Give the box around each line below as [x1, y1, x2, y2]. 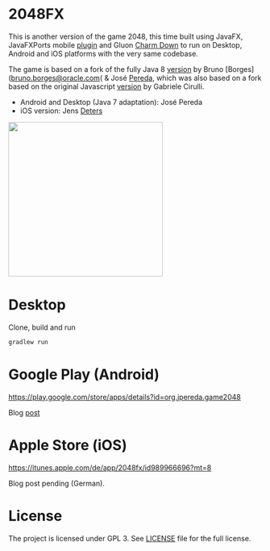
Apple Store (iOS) [8, 435, 127, 454]
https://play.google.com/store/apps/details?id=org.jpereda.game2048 [8, 392, 242, 402]
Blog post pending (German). [8, 478, 105, 488]
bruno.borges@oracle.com [10, 73, 101, 82]
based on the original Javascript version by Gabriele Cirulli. [8, 82, 205, 91]
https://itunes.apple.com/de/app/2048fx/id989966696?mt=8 [8, 462, 212, 473]
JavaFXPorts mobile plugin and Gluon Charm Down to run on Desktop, [8, 40, 243, 49]
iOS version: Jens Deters [19, 106, 103, 116]
